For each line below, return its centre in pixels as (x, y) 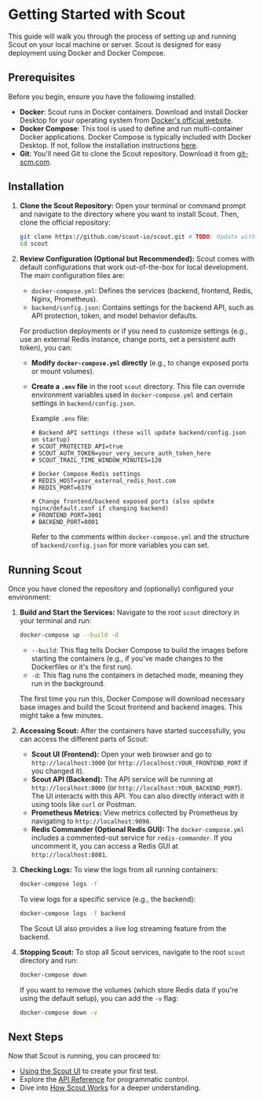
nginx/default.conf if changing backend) (100, 508)
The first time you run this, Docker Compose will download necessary (132, 698)
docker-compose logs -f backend (72, 913)
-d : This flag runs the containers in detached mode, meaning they (137, 675)
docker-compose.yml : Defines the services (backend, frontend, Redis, (142, 291)
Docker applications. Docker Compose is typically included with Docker (135, 137)
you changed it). (58, 771)
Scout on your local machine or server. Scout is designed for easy (115, 44)
